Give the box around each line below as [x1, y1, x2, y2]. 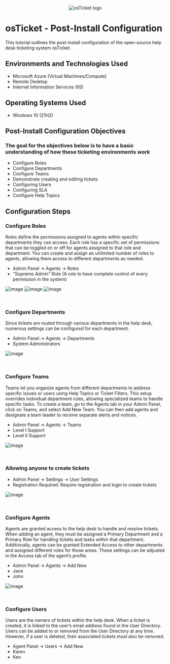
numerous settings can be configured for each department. [5, 325, 129, 331]
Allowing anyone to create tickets [5, 465, 90, 472]
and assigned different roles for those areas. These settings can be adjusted [5, 547, 165, 554]
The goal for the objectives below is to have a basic [5, 142, 134, 149]
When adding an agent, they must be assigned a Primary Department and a [5, 531, 163, 537]
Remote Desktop [12, 78, 48, 84]
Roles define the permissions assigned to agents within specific [5, 234, 139, 240]
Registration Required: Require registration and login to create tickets [12, 481, 157, 488]
